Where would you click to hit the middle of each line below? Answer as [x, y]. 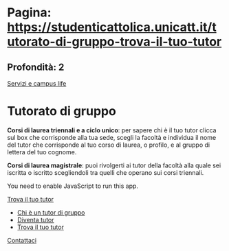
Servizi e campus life [37, 83]
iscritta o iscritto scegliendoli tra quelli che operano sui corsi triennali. [106, 172]
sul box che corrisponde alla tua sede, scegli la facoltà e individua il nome [112, 137]
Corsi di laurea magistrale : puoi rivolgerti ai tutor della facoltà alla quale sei [114, 165]
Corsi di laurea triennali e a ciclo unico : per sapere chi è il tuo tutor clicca [112, 130]
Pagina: [29, 13]
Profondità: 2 [36, 67]
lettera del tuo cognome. [42, 152]
